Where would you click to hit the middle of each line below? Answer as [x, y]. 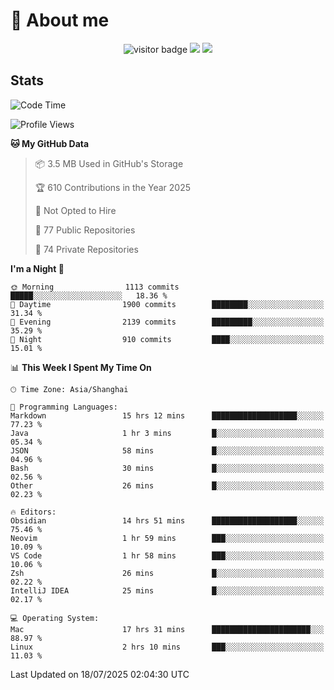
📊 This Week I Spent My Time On [81, 367]
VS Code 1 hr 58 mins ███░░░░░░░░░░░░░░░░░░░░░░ [167, 555]
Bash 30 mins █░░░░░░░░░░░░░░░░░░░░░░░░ [167, 468]
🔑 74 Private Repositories [86, 249]
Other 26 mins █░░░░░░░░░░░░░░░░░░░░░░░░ [167, 485]
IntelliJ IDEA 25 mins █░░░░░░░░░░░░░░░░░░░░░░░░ [167, 590]
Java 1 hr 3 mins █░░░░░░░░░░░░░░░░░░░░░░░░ [167, 433]
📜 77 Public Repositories [85, 230]
